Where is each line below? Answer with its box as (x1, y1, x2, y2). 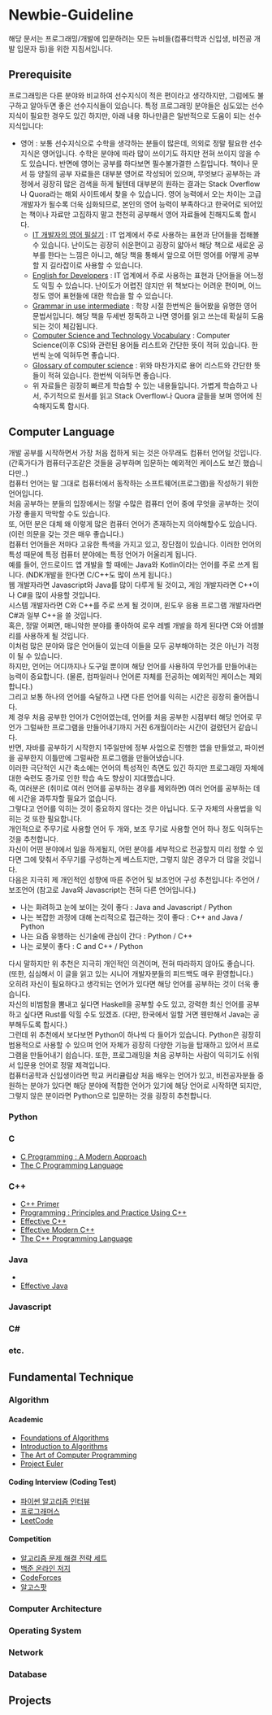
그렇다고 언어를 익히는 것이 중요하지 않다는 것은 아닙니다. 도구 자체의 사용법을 (8, 803, 253, 813)
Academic (8, 1415, 44, 1425)
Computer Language (8, 425, 115, 439)
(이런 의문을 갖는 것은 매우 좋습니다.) (8, 529, 124, 538)
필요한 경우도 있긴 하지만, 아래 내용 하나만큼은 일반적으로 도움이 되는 (29, 111, 247, 120)
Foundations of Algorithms (19, 1433, 110, 1443)
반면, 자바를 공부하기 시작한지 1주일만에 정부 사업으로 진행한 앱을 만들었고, (8, 742, 244, 752)
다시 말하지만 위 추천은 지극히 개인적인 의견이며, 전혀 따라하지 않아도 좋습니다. (8, 958, 256, 968)
